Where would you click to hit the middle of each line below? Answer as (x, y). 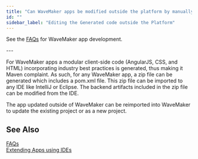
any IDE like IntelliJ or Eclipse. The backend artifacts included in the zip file (97, 87)
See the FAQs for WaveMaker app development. (64, 39)
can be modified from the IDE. (42, 93)
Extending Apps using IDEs (39, 150)
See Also (23, 129)
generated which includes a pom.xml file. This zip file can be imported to (95, 81)
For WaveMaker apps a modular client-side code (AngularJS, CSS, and (92, 62)
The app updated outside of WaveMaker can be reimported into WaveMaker (98, 105)
